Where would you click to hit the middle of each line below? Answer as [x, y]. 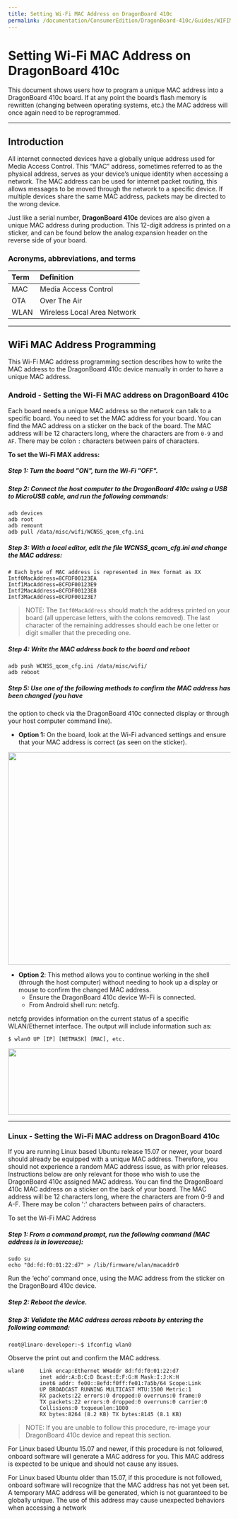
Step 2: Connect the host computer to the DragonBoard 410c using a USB [118, 488]
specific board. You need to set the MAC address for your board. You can [115, 418]
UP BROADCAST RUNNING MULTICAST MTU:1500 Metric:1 [115, 1389]
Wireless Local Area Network [88, 312]
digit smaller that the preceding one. [78, 632]
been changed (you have [46, 695]
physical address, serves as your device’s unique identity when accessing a [118, 174]
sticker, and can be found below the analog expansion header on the [108, 233]
